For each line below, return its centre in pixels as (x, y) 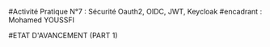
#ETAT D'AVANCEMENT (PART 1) (63, 35)
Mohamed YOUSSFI (42, 20)
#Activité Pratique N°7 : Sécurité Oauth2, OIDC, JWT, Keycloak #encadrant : (135, 12)
